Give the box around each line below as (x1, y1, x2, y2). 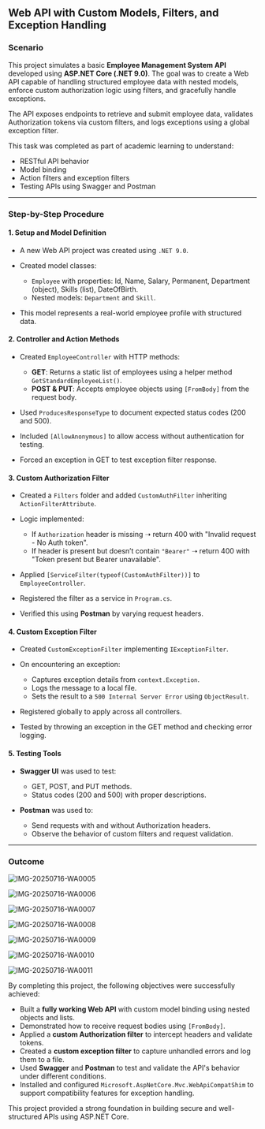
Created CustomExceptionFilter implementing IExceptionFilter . (19, 644, 229, 654)
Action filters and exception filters (19, 173, 130, 182)
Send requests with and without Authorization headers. (31, 820, 211, 830)
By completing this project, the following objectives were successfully (8, 981, 235, 990)
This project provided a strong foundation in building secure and (8, 1103, 217, 1112)
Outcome (8, 855, 45, 866)
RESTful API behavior (19, 156, 89, 166)
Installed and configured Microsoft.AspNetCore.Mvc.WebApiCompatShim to (19, 1079, 254, 1089)
